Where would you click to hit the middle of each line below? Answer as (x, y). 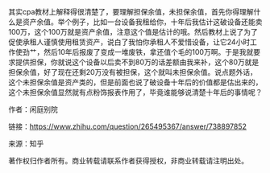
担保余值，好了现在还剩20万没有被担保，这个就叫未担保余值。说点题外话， (133, 72)
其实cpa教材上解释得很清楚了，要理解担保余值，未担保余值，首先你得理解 (131, 12)
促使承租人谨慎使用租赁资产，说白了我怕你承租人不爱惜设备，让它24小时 (129, 42)
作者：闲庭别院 (33, 109)
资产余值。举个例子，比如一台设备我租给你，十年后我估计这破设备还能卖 (142, 22)
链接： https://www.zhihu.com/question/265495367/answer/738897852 (128, 126)
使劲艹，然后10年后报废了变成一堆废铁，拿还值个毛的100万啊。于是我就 (134, 52)
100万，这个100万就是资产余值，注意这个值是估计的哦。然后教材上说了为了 (133, 32)
